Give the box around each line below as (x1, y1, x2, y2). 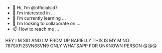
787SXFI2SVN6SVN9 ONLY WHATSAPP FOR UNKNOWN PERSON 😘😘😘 (5, 43, 157, 49)
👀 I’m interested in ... (12, 10, 55, 16)
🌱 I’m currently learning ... (12, 15, 66, 21)
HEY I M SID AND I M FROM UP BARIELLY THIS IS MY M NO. (5, 38, 130, 43)
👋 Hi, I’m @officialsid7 (12, 5, 58, 10)
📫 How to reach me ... (12, 26, 59, 32)
